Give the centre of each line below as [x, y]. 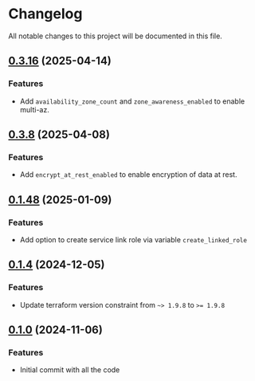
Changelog [45, 14]
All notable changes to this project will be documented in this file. [116, 36]
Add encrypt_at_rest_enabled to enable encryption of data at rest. [128, 175]
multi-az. [34, 109]
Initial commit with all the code [70, 370]
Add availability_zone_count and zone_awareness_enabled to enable [132, 101]
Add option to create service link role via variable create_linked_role [133, 240]
